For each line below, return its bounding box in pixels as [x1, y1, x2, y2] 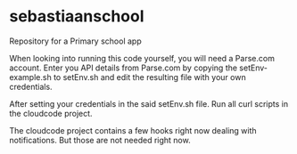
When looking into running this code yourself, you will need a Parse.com [9, 53, 275, 63]
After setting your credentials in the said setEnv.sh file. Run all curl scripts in [9, 98, 288, 109]
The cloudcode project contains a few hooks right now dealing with [9, 125, 257, 135]
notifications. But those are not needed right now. [9, 134, 191, 145]
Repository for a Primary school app [9, 36, 142, 46]
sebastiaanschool [9, 6, 144, 27]
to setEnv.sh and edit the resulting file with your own [53, 71, 247, 82]
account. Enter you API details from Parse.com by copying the [9, 62, 238, 73]
